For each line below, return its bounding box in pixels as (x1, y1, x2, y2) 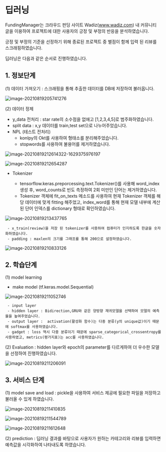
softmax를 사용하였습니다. (10, 324, 58, 329)
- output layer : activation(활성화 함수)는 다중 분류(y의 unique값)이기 (7, 319, 151, 324)
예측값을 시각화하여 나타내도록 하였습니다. (5, 442, 86, 448)
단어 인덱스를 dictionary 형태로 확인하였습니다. (25, 205, 116, 211)
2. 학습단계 (5, 261, 37, 269)
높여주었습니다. (14, 313, 41, 318)
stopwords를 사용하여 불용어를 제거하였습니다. (19, 141, 111, 147)
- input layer (7, 303, 37, 308)
